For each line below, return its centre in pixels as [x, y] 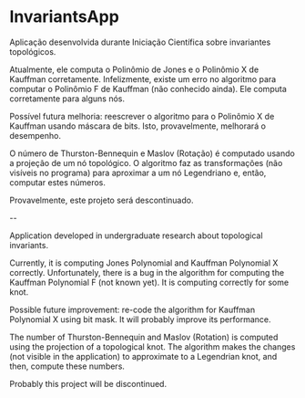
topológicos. [33, 51]
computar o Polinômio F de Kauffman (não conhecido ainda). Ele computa [148, 89]
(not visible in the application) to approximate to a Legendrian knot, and [143, 356]
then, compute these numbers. [67, 366]
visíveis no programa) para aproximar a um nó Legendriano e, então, [138, 173]
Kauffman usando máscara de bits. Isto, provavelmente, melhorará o [138, 126]
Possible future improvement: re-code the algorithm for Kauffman [132, 309]
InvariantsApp [65, 17]
